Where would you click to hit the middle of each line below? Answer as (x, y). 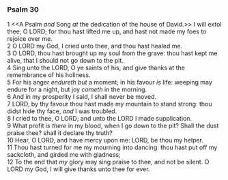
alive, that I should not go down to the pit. (66, 61)
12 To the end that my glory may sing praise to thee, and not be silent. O (108, 162)
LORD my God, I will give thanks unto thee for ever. (79, 169)
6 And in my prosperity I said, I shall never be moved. (82, 97)
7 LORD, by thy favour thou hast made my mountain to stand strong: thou (110, 104)
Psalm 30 (23, 10)
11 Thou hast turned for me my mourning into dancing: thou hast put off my (112, 147)
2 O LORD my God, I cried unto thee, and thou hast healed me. (95, 46)
